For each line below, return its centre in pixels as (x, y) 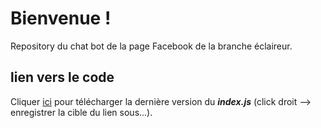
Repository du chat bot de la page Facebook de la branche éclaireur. (151, 46)
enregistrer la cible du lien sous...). (81, 112)
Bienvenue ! (61, 18)
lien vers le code (62, 77)
